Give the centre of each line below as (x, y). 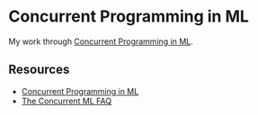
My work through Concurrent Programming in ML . (101, 41)
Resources (39, 70)
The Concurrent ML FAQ (67, 101)
